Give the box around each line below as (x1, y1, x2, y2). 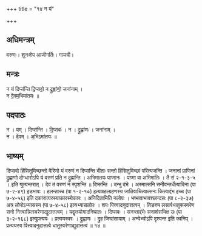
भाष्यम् (6, 151, 24, 161)
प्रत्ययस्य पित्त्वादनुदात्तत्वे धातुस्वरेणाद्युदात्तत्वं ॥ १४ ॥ (6, 222, 106, 229)
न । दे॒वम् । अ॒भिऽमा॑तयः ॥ (6, 133, 57, 141)
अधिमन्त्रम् (6, 35, 35, 45)
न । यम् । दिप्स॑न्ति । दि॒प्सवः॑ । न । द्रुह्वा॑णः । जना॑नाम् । (6, 126, 116, 133)
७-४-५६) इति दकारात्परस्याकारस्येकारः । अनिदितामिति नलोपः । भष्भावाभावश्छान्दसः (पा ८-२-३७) (6, 195, 194, 202)
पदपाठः (6, 110, 26, 120)
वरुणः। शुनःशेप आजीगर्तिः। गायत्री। (6, 51, 75, 58)
